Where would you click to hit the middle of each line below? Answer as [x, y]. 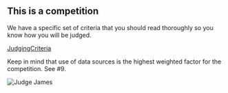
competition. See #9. [37, 68]
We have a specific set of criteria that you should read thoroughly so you [110, 27]
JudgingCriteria [29, 48]
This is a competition [53, 11]
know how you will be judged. [49, 35]
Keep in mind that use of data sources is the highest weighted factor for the [114, 62]
